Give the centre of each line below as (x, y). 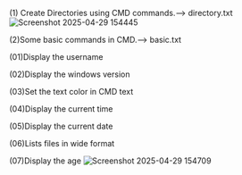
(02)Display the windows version (70, 74)
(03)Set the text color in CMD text (71, 92)
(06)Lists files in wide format (62, 143)
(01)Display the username (56, 57)
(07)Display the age (46, 161)
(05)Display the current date (61, 126)
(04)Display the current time (61, 109)
